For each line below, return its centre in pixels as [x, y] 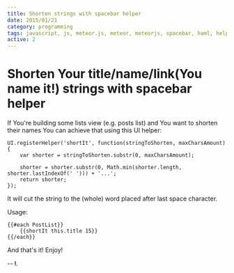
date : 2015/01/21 [32, 20]
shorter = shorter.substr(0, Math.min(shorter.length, [101, 168]
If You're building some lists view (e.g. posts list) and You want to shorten [112, 123]
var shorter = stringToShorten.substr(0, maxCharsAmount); [107, 155]
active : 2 [22, 40]
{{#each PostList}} [36, 225]
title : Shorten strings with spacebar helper [74, 14]
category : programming [40, 26]
